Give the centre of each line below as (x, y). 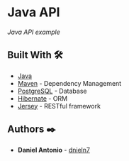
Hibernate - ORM (43, 98)
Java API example (34, 32)
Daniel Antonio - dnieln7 (54, 150)
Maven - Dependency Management (69, 83)
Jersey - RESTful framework (59, 106)
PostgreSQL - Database (52, 91)
